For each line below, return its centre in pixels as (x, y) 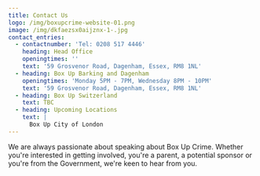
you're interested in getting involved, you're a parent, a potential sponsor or (130, 155)
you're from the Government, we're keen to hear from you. (103, 163)
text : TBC (38, 102)
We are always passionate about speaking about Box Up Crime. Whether (126, 146)
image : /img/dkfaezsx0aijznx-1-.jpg (68, 30)
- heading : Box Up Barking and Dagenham (82, 74)
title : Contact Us (38, 15)
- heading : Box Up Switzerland (66, 95)
